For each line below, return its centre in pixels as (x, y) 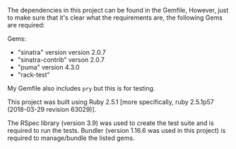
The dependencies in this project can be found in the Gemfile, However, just (118, 10)
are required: (26, 25)
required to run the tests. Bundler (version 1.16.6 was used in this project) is (117, 130)
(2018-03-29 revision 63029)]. (52, 109)
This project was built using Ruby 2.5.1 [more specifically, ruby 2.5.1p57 (111, 102)
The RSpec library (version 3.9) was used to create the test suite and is (111, 123)
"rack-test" (34, 74)
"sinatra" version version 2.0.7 (61, 52)
